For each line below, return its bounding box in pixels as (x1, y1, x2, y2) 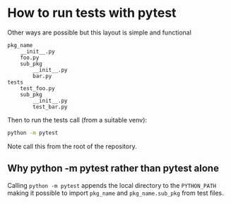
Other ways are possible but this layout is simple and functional (7, 28, 192, 37)
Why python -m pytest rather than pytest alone (7, 162, 219, 174)
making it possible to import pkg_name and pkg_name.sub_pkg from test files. (7, 189, 224, 197)
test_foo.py (20, 84, 55, 92)
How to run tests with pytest (7, 5, 177, 21)
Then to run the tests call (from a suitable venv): (7, 115, 147, 124)
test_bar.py (32, 103, 69, 110)
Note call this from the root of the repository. (7, 142, 137, 151)
